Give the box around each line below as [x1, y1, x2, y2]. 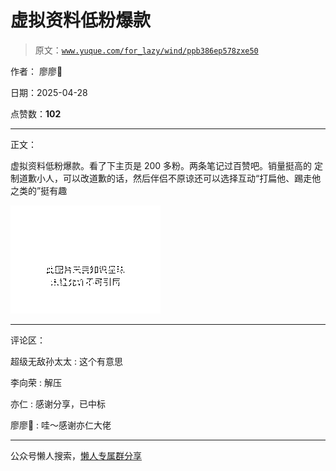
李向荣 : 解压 [10, 376, 62, 388]
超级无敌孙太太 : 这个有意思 [10, 355, 123, 367]
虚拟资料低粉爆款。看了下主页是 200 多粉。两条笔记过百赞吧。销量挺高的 [10, 159, 313, 171]
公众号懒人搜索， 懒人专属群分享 [10, 449, 142, 461]
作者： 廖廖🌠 [10, 65, 63, 77]
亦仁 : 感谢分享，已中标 [10, 397, 106, 410]
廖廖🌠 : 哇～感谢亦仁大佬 [10, 419, 112, 431]
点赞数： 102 [10, 107, 62, 120]
